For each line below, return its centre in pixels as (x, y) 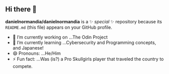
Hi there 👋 (21, 9)
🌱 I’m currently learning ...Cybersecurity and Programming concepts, (84, 42)
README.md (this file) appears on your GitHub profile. (59, 27)
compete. (23, 66)
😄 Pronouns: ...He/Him (37, 53)
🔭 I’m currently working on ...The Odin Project (60, 37)
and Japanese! (28, 48)
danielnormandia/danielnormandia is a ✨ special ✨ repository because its (84, 21)
